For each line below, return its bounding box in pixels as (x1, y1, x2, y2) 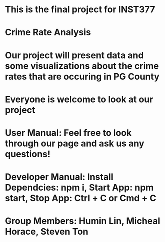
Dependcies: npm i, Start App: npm (5, 182, 154, 193)
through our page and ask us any (5, 138, 145, 149)
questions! (5, 148, 51, 160)
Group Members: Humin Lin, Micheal (5, 215, 161, 227)
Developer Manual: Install (5, 171, 114, 183)
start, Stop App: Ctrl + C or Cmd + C (5, 193, 156, 204)
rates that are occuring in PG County (5, 71, 160, 82)
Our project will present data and (5, 49, 144, 61)
